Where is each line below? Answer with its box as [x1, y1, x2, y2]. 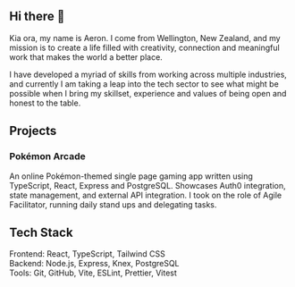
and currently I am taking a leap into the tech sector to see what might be [9, 78, 279, 89]
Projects [9, 123, 57, 139]
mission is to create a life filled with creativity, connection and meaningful [9, 42, 280, 53]
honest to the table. [9, 97, 81, 108]
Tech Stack [9, 224, 73, 240]
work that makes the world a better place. [9, 51, 163, 63]
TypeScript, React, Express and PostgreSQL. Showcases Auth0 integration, [9, 180, 286, 190]
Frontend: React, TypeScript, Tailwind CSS [9, 249, 165, 259]
